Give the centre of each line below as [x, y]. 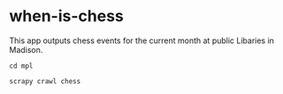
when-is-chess [66, 16]
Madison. [26, 49]
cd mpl [21, 66]
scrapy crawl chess [45, 81]
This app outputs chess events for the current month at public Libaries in [141, 40]
